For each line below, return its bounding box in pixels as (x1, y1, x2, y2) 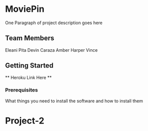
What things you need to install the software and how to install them (5, 98, 143, 104)
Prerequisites (5, 87, 38, 94)
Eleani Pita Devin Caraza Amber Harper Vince (5, 47, 98, 53)
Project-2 (5, 115, 44, 127)
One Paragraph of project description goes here (5, 20, 103, 26)
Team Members (5, 34, 54, 42)
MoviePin (5, 3, 44, 15)
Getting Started (5, 62, 54, 70)
